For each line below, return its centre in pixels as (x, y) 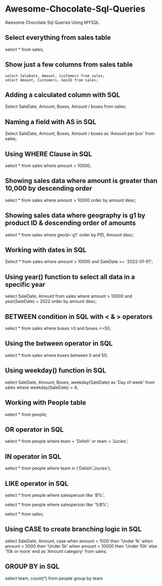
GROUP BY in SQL (32, 567)
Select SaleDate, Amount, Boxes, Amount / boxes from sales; (66, 107)
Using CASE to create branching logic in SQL (73, 529)
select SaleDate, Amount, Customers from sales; (55, 76)
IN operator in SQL (33, 457)
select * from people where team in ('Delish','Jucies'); (58, 468)
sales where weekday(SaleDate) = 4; (42, 387)
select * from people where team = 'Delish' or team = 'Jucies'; (67, 441)
